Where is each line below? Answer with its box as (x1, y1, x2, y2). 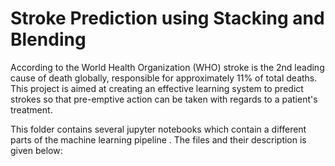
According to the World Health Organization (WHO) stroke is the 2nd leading (10, 61, 325, 73)
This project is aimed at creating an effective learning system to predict (10, 82, 304, 94)
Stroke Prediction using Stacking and (10, 7, 325, 30)
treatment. (10, 103, 53, 116)
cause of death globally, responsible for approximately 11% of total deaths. (10, 72, 318, 84)
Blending (10, 28, 87, 51)
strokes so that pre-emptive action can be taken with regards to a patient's (10, 93, 318, 105)
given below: (10, 144, 63, 156)
